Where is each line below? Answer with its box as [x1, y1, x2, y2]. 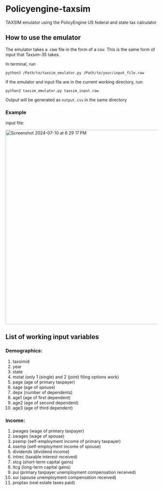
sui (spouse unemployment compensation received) [12, 474, 117, 480]
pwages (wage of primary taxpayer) [12, 428, 84, 434]
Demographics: [5, 347, 43, 354]
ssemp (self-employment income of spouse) [12, 443, 101, 450]
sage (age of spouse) [12, 384, 56, 390]
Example [5, 109, 27, 116]
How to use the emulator [5, 34, 81, 42]
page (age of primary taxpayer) [12, 379, 75, 385]
